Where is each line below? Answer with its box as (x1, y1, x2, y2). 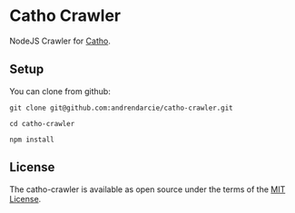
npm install (9, 135, 54, 144)
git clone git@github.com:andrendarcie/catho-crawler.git (9, 103, 233, 112)
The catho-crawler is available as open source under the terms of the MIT (9, 183, 286, 195)
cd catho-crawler (9, 119, 75, 128)
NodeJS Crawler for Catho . (9, 35, 111, 46)
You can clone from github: (9, 85, 111, 96)
